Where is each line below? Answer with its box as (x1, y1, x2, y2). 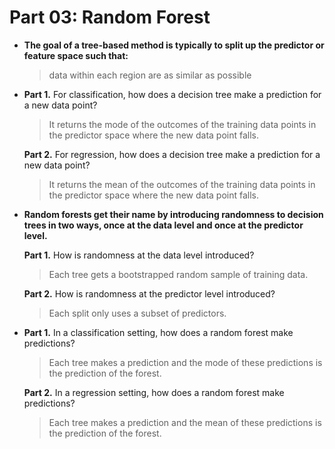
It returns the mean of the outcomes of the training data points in (48, 178, 316, 190)
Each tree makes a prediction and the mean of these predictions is (48, 416, 322, 428)
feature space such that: (23, 49, 129, 61)
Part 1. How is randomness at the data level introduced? (23, 249, 255, 261)
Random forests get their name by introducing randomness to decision (23, 208, 324, 220)
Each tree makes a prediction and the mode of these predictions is (48, 356, 323, 368)
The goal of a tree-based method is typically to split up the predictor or (23, 39, 325, 51)
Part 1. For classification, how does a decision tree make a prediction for (23, 88, 322, 100)
